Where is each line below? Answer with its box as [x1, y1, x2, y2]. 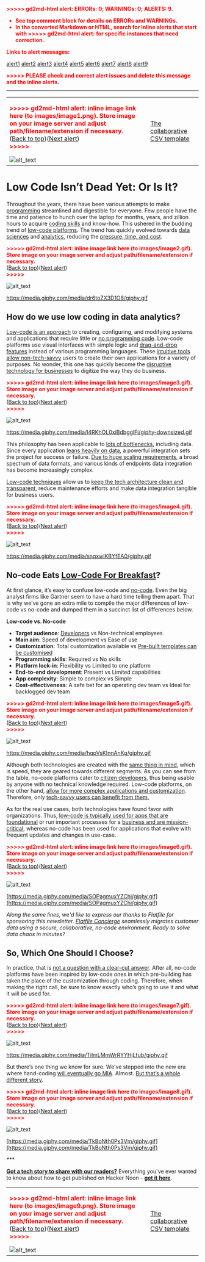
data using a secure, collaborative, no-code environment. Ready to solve [6, 924, 190, 931]
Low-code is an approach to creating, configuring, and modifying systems [6, 328, 193, 335]
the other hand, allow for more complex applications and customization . [6, 787, 187, 794]
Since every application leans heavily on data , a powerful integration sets [6, 447, 190, 454]
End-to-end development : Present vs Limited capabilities [15, 668, 160, 676]
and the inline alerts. [6, 79, 60, 85]
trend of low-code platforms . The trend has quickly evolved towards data [6, 226, 190, 234]
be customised [15, 649, 53, 656]
